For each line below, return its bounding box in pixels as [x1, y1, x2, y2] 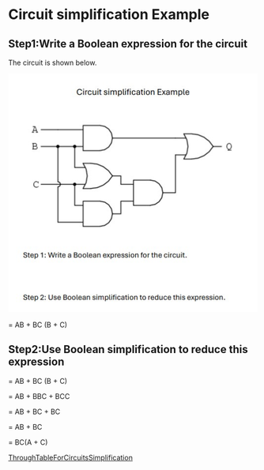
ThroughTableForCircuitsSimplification [8, 453, 133, 462]
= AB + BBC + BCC [8, 391, 70, 400]
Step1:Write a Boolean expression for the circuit [8, 37, 247, 51]
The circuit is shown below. [8, 58, 97, 67]
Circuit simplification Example [8, 6, 210, 24]
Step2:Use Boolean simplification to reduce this [8, 343, 248, 356]
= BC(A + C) [8, 437, 48, 447]
